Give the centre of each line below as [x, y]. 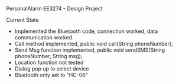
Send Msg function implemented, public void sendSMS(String [90, 50]
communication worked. [44, 37]
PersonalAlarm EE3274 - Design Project [55, 9]
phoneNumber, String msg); [48, 56]
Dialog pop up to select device [52, 69]
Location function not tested [49, 62]
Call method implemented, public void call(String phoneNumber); [94, 44]
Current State [23, 20]
